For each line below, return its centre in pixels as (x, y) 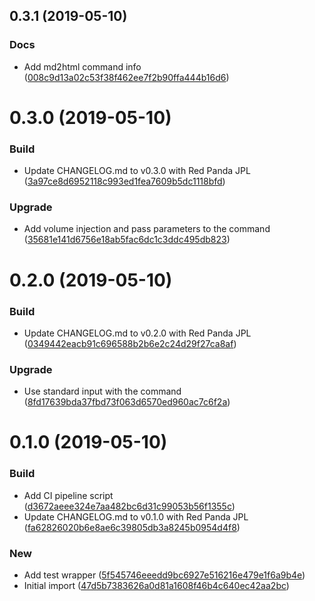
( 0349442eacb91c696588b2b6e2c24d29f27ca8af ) (130, 343)
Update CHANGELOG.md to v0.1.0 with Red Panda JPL (136, 516)
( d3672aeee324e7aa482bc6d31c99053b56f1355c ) (129, 506)
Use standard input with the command (102, 391)
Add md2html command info (82, 66)
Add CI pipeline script (68, 495)
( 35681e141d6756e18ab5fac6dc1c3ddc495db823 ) (127, 240)
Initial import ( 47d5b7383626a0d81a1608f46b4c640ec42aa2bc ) (156, 586)
